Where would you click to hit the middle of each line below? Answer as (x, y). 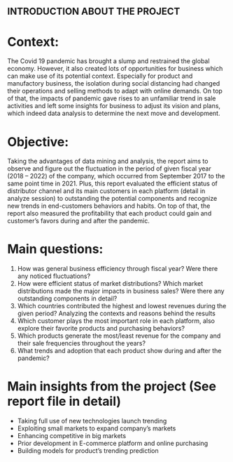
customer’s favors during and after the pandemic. (79, 221)
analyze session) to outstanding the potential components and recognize (112, 199)
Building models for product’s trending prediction (88, 451)
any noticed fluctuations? (54, 276)
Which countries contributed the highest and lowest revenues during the (122, 306)
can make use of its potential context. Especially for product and (100, 76)
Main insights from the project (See (112, 387)
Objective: (38, 141)
